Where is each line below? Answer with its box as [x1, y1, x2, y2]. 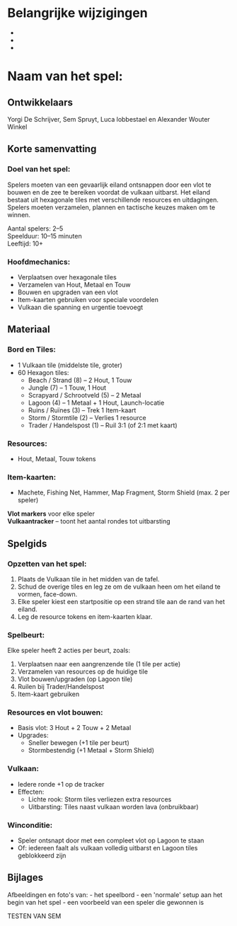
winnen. [7, 210, 30, 219]
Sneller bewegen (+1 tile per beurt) [28, 739, 129, 747]
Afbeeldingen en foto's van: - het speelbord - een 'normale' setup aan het [7, 890, 223, 899]
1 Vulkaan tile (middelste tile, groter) [17, 361, 122, 369]
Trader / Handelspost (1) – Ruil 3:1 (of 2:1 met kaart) [28, 421, 178, 429]
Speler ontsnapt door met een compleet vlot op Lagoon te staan [17, 836, 204, 845]
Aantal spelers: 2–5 [7, 224, 64, 233]
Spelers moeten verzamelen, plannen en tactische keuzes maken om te [7, 203, 216, 212]
